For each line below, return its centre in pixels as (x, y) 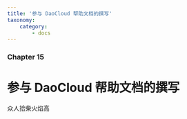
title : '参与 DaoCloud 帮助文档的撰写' (60, 13)
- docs (41, 33)
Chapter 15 (26, 57)
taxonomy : (21, 20)
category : (34, 26)
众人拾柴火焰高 (28, 109)
